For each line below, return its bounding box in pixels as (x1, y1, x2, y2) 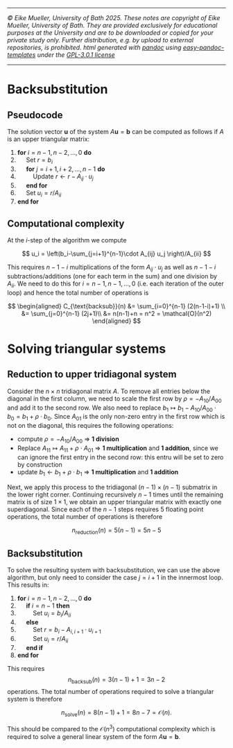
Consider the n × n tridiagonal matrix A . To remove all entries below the (7, 387, 210, 395)
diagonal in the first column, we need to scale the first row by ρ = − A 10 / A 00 (7, 394, 222, 404)
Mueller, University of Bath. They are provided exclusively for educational (7, 22, 218, 29)
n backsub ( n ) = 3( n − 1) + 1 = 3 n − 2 (68, 675, 165, 685)
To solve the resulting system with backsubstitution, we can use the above (7, 566, 221, 574)
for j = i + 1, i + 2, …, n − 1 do (26, 165, 105, 173)
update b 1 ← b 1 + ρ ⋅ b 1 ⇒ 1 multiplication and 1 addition (17, 467, 179, 478)
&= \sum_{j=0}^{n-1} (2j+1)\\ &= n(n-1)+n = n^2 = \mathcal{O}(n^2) (21, 309, 212, 317)
